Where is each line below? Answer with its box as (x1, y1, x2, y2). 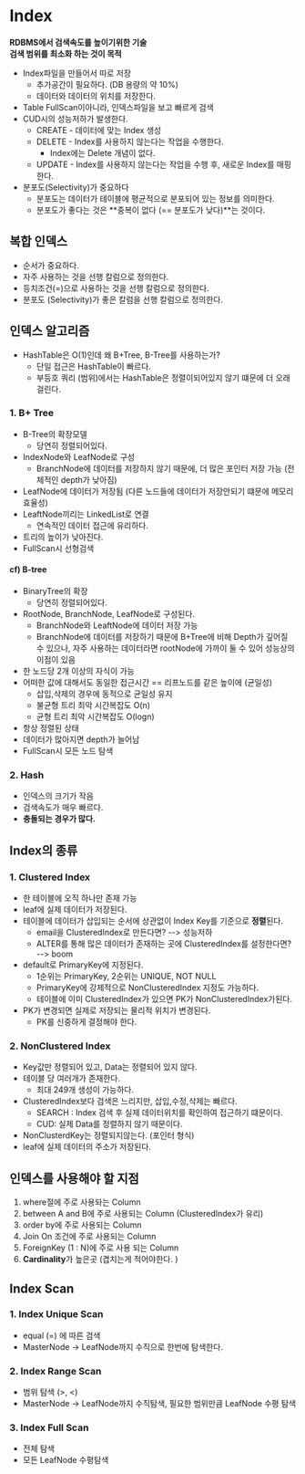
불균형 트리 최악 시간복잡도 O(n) (36, 700, 151, 711)
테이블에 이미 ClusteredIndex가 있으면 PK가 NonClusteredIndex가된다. (36, 994, 293, 1005)
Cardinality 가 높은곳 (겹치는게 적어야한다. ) (22, 1254, 178, 1265)
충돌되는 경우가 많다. (22, 813, 97, 824)
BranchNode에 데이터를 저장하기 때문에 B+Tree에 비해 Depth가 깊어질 (36, 632, 289, 643)
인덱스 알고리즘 (9, 323, 90, 339)
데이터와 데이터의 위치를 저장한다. (36, 90, 157, 101)
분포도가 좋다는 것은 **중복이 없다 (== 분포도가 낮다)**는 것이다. (36, 204, 266, 215)
